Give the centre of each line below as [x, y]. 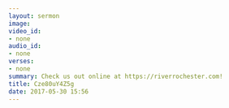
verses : [22, 62]
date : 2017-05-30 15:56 [49, 91]
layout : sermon [34, 16]
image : [19, 24]
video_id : [25, 31]
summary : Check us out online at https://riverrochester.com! [116, 76]
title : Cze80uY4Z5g [41, 84]
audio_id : [25, 46]
